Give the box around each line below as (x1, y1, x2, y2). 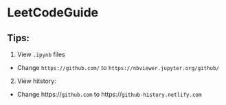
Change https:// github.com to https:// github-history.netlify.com (16, 91, 202, 98)
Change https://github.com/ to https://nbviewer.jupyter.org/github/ (16, 64, 220, 71)
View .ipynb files (16, 50, 65, 58)
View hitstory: (16, 77, 56, 85)
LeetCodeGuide (7, 5, 99, 21)
